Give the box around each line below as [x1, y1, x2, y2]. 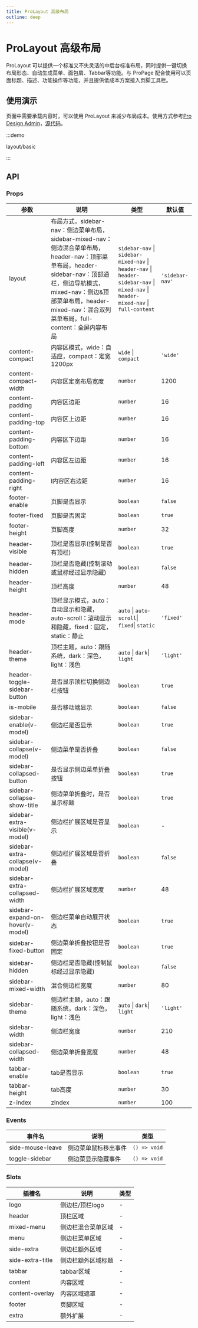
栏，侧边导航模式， [51, 279, 104, 287]
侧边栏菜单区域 [60, 1234, 102, 1242]
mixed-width [9, 984, 45, 993]
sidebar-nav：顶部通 [51, 270, 110, 278]
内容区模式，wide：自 [51, 343, 112, 351]
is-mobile [9, 703, 37, 711]
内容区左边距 [51, 456, 87, 464]
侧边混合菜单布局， [51, 243, 104, 251]
